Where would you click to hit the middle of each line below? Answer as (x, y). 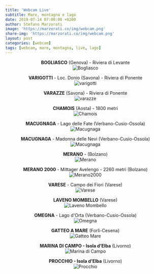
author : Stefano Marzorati (34, 24)
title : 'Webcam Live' (28, 10)
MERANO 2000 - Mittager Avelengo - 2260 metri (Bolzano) (85, 169)
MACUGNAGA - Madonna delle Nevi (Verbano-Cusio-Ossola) (85, 139)
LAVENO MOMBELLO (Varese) (85, 200)
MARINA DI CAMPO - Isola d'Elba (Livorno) (85, 245)
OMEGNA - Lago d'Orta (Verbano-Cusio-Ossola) (85, 215)
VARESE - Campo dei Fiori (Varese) (85, 184)
